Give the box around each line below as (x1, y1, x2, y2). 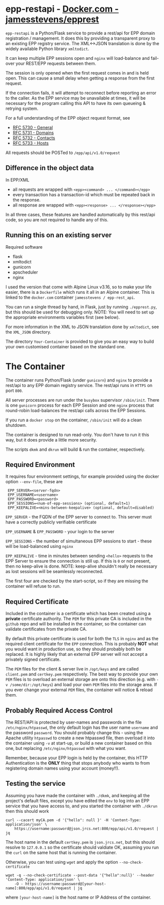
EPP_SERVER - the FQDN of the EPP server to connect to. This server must (5, 514, 152, 520)
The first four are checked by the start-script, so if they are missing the (5, 578, 148, 584)
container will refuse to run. (5, 583, 61, 589)
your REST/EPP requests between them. (16, 60, 97, 66)
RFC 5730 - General (12, 124, 53, 130)
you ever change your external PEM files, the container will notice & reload (5, 687, 153, 693)
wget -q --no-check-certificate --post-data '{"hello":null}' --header (5, 873, 154, 878)
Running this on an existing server (5, 231, 112, 239)
